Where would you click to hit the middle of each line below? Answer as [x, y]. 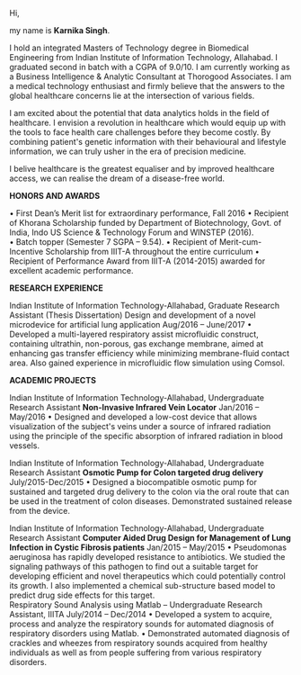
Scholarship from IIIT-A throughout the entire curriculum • [153, 252]
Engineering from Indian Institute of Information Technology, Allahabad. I [144, 57]
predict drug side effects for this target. [82, 595]
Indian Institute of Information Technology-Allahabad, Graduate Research [145, 306]
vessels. [25, 445]
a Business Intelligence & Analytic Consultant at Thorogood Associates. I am [150, 76]
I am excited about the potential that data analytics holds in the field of [139, 113]
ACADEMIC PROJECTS [53, 380]
